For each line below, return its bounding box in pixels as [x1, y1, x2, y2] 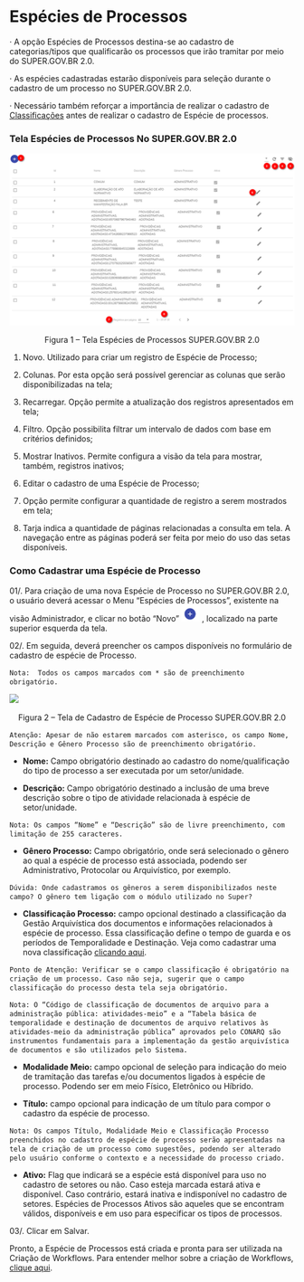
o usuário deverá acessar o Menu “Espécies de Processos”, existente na [9, 594, 279, 605]
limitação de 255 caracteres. [9, 830, 124, 839]
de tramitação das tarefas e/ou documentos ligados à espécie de [22, 1070, 266, 1082]
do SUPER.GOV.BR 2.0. [9, 55, 95, 66]
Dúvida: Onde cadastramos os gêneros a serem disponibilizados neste [9, 883, 278, 892]
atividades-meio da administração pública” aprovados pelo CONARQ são [9, 1027, 281, 1037]
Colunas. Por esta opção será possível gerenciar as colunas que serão [22, 369, 286, 381]
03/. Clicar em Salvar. [9, 1225, 90, 1236]
